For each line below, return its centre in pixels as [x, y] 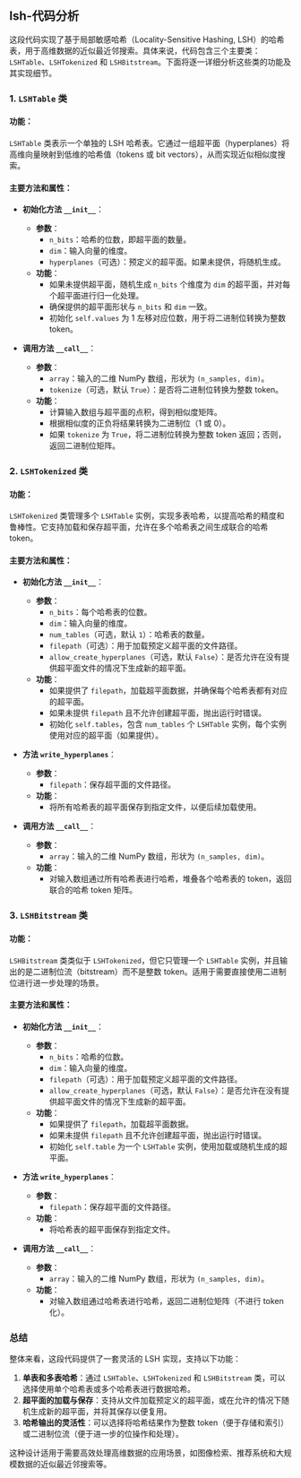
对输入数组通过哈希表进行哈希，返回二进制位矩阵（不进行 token [166, 1301]
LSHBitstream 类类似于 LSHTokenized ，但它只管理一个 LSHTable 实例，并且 [145, 960]
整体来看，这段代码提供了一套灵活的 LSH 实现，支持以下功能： [125, 1359]
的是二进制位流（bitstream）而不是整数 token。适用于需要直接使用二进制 [151, 972]
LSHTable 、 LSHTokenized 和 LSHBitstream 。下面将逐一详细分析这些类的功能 [146, 62]
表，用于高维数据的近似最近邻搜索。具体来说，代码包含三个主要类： [135, 50]
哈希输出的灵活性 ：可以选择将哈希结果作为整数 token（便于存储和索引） [155, 1422]
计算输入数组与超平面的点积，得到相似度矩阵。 [135, 412]
